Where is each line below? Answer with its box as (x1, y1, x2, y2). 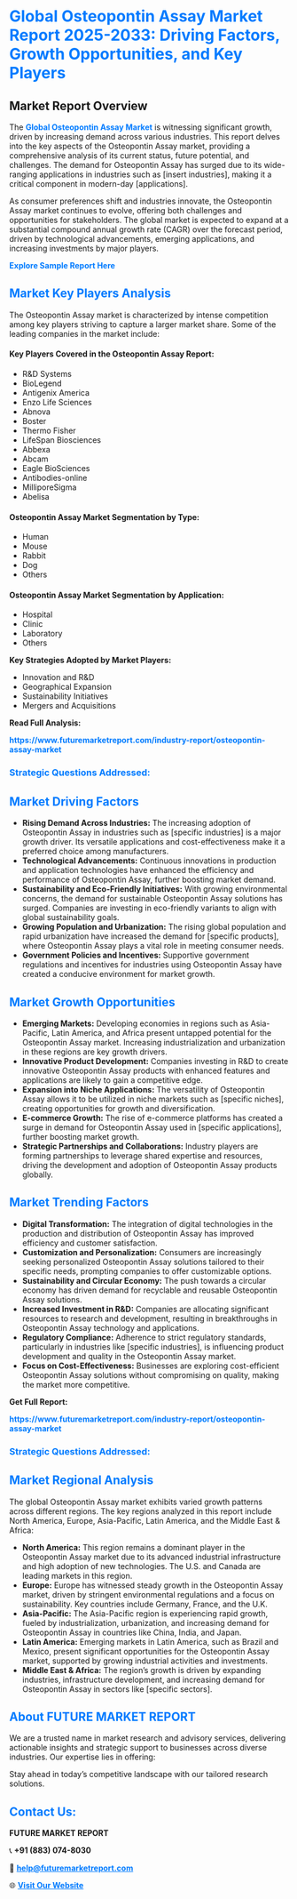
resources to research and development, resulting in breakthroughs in (21, 1313, 277, 1324)
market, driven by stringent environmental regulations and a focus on (21, 1589, 275, 1599)
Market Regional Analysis (9, 1473, 154, 1488)
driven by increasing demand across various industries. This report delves (9, 132, 281, 141)
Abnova (21, 406, 51, 417)
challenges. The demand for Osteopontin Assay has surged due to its (9, 160, 262, 170)
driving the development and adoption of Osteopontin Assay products (21, 1159, 277, 1170)
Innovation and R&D (21, 672, 95, 683)
